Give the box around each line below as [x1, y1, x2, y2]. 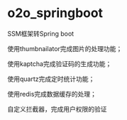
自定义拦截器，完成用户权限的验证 [7, 104, 107, 113]
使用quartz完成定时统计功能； [7, 75, 95, 83]
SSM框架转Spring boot [7, 29, 74, 38]
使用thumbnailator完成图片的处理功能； [7, 44, 123, 53]
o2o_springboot [7, 5, 104, 21]
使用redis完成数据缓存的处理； [7, 89, 97, 98]
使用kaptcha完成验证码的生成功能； [7, 59, 112, 68]
